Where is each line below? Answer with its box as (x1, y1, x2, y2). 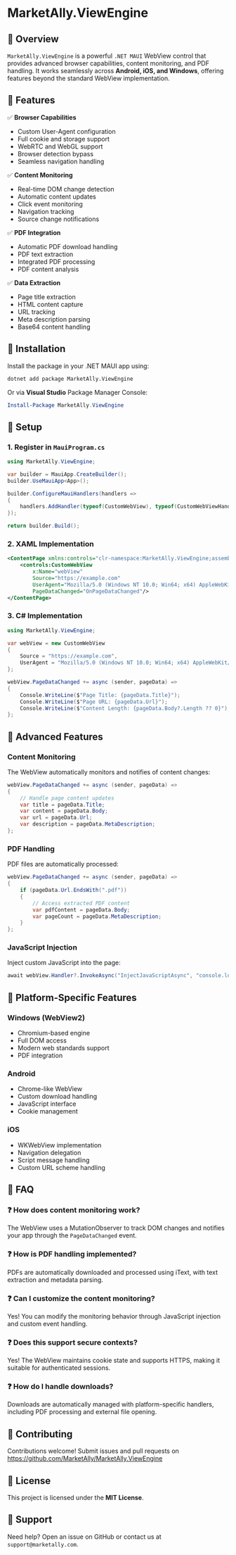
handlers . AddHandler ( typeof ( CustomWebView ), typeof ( (20, 503, 178, 510)
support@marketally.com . (7, 1540, 79, 1548)
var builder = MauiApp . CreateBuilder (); (7, 470, 128, 478)
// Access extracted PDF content (32, 900, 131, 907)
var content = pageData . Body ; (20, 807, 109, 814)
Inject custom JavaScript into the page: (7, 959, 121, 967)
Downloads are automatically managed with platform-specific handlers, (7, 1400, 214, 1409)
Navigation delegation (17, 1148, 81, 1157)
